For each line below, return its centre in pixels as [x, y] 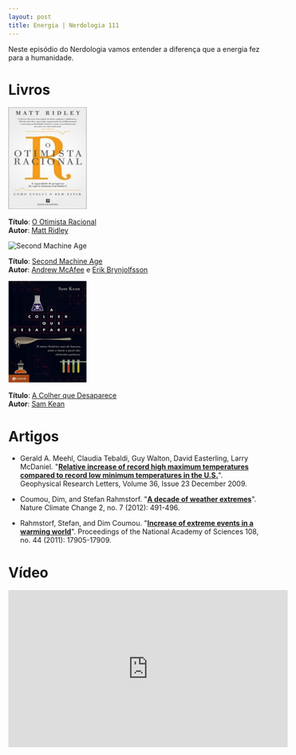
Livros [29, 90]
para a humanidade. [41, 57]
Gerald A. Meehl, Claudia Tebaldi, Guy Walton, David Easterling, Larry [134, 458]
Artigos [34, 436]
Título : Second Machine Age [55, 261]
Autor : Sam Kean [37, 404]
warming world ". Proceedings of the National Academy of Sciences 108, [139, 532]
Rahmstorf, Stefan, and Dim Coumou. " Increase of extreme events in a [136, 524]
